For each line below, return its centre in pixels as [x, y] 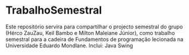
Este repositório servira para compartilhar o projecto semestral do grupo [94, 27]
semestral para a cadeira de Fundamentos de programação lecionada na [94, 39]
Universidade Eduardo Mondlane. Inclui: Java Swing [69, 46]
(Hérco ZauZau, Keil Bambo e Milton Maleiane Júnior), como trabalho [90, 33]
